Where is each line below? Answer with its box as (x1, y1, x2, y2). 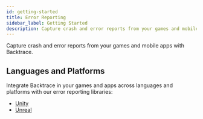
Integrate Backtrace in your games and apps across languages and (6, 82, 173, 89)
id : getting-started (6, 8, 59, 15)
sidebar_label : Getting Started (6, 20, 88, 26)
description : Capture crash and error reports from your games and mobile (6, 25, 199, 32)
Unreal (14, 106, 32, 114)
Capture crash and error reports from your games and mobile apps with (6, 42, 185, 49)
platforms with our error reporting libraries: (6, 88, 113, 96)
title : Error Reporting (6, 14, 66, 20)
